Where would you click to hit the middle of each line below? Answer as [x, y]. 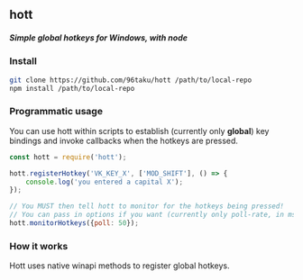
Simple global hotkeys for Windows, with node [98, 37]
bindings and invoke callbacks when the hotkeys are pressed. [124, 140]
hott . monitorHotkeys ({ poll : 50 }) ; [74, 223]
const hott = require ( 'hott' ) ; [68, 157]
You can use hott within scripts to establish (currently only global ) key [139, 131]
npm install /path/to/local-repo [72, 88]
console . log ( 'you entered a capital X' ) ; [104, 182]
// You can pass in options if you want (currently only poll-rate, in [147, 215]
